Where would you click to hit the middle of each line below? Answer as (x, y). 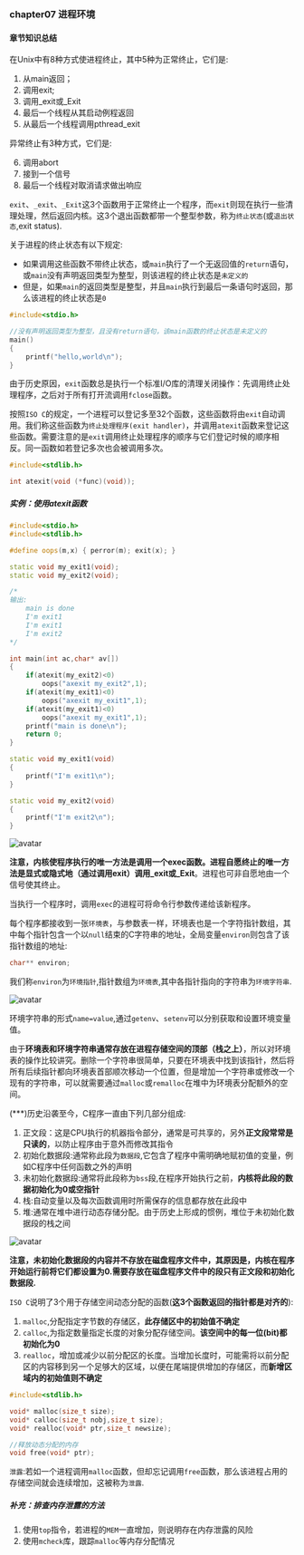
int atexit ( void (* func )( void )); (72, 482)
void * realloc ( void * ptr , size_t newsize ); (90, 1428)
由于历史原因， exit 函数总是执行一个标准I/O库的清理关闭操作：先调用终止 (146, 383)
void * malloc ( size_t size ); (62, 1411)
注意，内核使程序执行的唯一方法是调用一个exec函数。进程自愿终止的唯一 (146, 862)
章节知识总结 (33, 37)
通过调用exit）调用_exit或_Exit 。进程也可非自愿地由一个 (185, 874)
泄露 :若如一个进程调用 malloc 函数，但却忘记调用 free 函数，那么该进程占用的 (148, 1472)
